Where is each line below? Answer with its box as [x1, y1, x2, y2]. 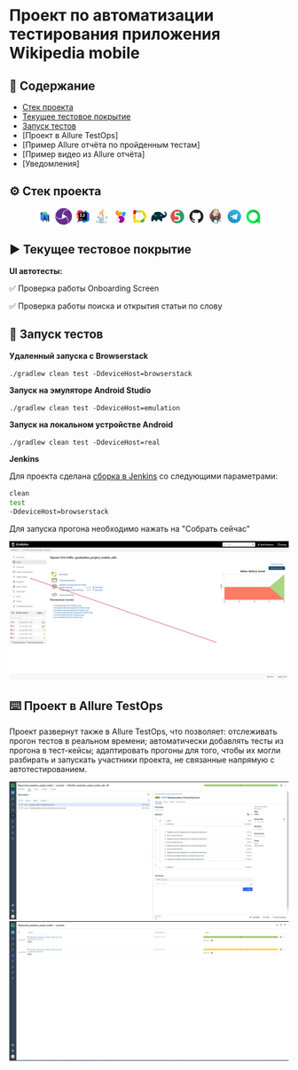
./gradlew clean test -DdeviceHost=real [9, 438, 161, 447]
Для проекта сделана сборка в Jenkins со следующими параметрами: [9, 471, 278, 481]
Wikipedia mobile [9, 43, 140, 63]
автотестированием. [9, 764, 88, 775]
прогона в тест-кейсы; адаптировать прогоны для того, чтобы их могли [9, 746, 281, 756]
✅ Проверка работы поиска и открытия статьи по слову [9, 301, 223, 311]
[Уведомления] [21, 159, 80, 168]
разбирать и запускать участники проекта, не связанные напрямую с [9, 754, 275, 765]
